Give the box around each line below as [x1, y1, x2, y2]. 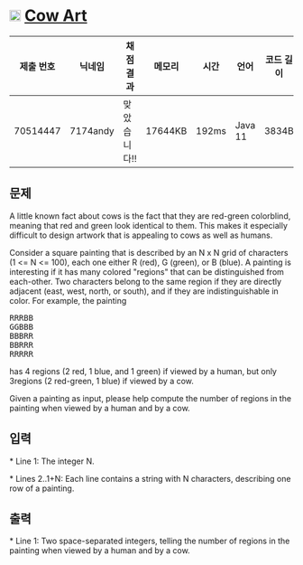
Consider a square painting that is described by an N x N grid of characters [9, 247, 289, 258]
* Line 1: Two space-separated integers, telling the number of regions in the [9, 535, 290, 547]
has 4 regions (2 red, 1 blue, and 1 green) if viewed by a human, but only [9, 365, 278, 376]
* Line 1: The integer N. [9, 456, 95, 466]
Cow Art [23, 5, 87, 26]
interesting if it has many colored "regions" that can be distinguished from [9, 266, 284, 277]
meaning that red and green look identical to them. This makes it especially [9, 220, 289, 231]
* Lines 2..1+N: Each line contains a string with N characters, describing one [9, 473, 291, 484]
